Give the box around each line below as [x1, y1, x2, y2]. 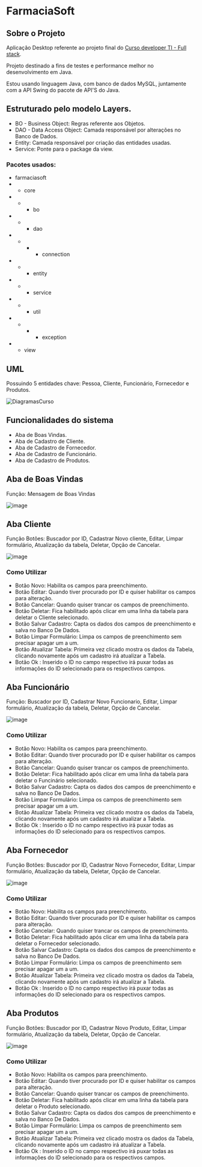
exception [41, 334, 67, 341]
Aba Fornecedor [6, 846, 69, 856]
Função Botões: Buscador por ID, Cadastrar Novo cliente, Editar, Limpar [6, 535, 183, 542]
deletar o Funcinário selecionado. [14, 776, 98, 784]
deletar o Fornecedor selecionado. [14, 939, 101, 947]
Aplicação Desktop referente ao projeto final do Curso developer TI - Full [6, 44, 187, 51]
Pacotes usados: [6, 160, 56, 169]
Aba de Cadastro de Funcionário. [14, 450, 97, 457]
